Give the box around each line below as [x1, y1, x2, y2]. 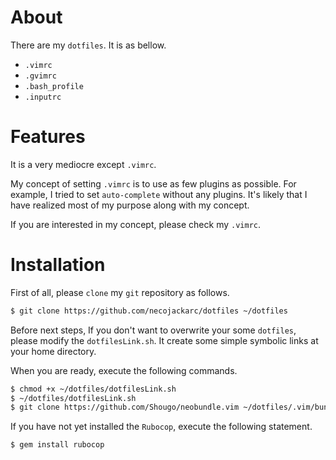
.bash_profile [24, 81, 84, 91]
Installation [10, 254, 106, 276]
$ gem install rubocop [10, 440, 105, 450]
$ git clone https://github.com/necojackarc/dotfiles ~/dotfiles [10, 306, 288, 316]
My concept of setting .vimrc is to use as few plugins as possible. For [10, 177, 297, 190]
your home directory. [10, 345, 97, 357]
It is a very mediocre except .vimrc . [10, 158, 157, 170]
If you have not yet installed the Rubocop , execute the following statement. [10, 421, 313, 433]
